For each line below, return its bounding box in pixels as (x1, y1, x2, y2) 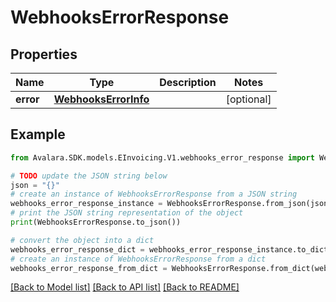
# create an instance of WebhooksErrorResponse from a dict (10, 254, 267, 264)
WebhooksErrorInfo (53, 92, 150, 106)
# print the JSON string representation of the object (10, 208, 244, 218)
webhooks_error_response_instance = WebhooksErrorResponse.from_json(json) (10, 199, 333, 209)
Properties (10, 46, 78, 63)
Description (159, 76, 217, 89)
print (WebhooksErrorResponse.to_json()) (10, 217, 182, 228)
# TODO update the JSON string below (10, 171, 168, 181)
